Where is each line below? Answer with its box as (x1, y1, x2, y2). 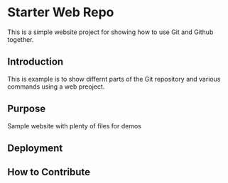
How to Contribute (7, 166, 91, 178)
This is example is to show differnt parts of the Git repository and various (7, 74, 221, 83)
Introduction (7, 56, 64, 68)
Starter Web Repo (7, 4, 114, 21)
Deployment (7, 142, 63, 154)
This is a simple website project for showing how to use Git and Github (7, 28, 214, 36)
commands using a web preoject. (7, 82, 105, 91)
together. (7, 35, 34, 43)
